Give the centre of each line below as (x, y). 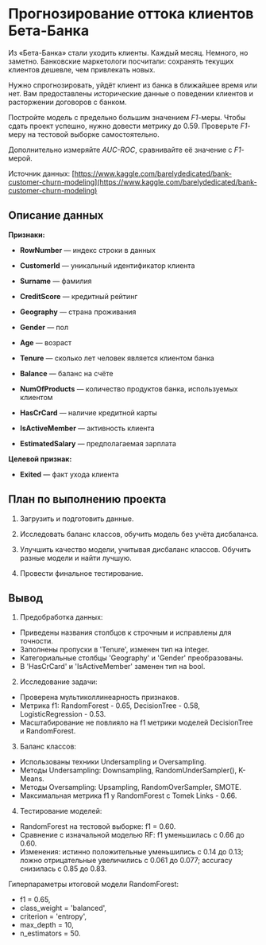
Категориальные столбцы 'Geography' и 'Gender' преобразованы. (131, 658)
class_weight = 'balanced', (63, 908)
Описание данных (56, 216)
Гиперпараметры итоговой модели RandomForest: (94, 885)
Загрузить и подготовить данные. (77, 519)
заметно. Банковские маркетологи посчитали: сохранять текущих (121, 61)
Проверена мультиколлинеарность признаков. (100, 698)
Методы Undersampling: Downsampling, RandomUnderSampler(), (128, 770)
